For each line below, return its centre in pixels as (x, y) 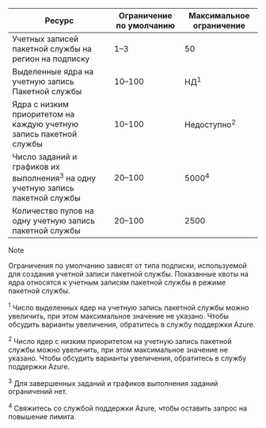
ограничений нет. (38, 392)
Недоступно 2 (210, 124)
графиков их (36, 167)
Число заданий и (45, 157)
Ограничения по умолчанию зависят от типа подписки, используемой (127, 266)
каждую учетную (46, 124)
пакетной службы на (52, 49)
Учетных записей (46, 39)
